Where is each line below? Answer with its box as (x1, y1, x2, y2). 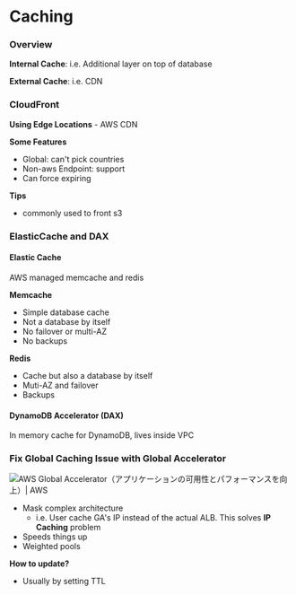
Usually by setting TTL (22, 576, 106, 587)
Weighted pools (22, 541, 81, 552)
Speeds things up (22, 531, 88, 542)
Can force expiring (22, 172, 91, 183)
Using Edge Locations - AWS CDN (9, 118, 138, 129)
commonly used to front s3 (22, 207, 123, 218)
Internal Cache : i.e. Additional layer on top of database (9, 58, 213, 69)
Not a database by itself (22, 316, 111, 327)
